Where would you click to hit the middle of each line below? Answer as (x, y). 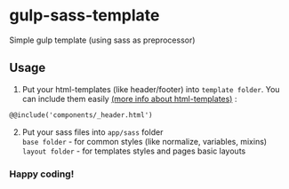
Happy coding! (42, 174)
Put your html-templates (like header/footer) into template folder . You (151, 89)
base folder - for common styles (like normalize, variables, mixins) (144, 141)
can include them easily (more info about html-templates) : (129, 98)
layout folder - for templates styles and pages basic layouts (134, 151)
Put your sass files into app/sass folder (92, 132)
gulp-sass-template (84, 16)
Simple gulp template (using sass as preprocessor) (102, 40)
